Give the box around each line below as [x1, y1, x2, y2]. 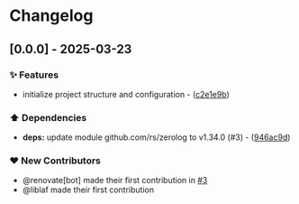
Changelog [9, 5, 94, 26]
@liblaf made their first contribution [22, 184, 155, 195]
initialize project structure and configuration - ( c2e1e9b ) [22, 88, 230, 99]
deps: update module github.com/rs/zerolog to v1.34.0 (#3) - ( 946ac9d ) [22, 132, 291, 143]
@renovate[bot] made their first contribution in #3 [22, 175, 208, 186]
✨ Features [9, 69, 59, 81]
